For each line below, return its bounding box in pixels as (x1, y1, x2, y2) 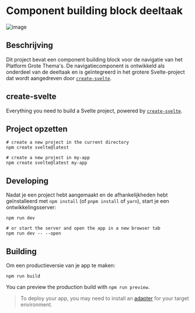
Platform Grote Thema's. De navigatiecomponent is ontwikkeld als (6, 62, 165, 69)
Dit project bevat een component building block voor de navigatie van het (6, 56, 183, 63)
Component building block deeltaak (6, 4, 183, 18)
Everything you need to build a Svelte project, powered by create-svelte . (6, 107, 183, 114)
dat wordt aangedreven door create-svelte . (6, 74, 112, 81)
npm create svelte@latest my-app (6, 160, 88, 166)
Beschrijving (6, 40, 54, 50)
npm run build (6, 273, 41, 279)
